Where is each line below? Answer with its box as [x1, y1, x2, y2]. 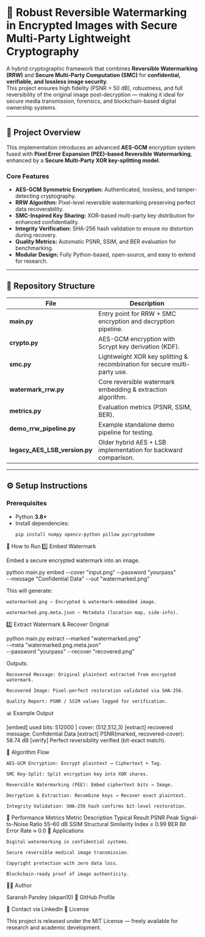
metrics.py [9, 407, 41, 415]
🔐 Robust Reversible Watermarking [6, 6, 187, 20]
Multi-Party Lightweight [6, 32, 131, 45]
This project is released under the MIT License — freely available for [6, 917, 178, 925]
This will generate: [6, 587, 53, 595]
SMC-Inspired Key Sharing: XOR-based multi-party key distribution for [15, 212, 195, 219]
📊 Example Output [6, 710, 54, 717]
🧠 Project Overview [6, 127, 81, 138]
